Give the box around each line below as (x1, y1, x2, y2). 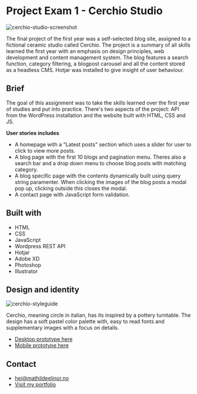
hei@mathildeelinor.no (14, 375, 69, 382)
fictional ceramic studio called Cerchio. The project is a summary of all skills (6, 41, 191, 48)
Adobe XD (14, 255, 40, 262)
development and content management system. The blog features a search (6, 54, 189, 61)
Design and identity (6, 284, 79, 294)
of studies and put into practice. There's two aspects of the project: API (6, 105, 179, 113)
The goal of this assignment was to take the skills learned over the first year (6, 99, 190, 106)
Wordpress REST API (14, 242, 66, 249)
